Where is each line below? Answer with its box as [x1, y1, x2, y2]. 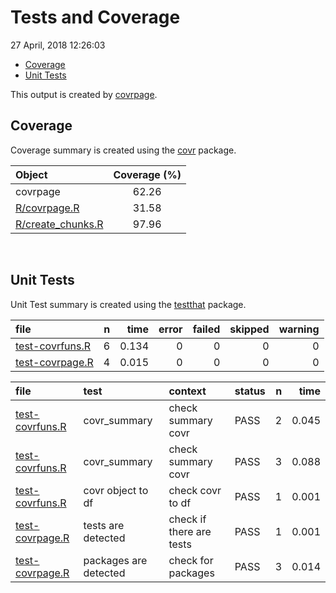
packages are [83, 553, 148, 567]
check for [168, 553, 214, 567]
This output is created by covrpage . [10, 88, 158, 100]
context [168, 384, 207, 398]
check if [168, 512, 207, 526]
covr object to [83, 483, 149, 497]
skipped [229, 322, 270, 336]
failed [192, 322, 221, 336]
